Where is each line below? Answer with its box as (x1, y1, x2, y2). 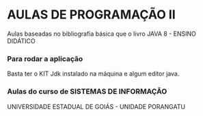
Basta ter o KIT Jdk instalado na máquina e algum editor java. (7, 69, 180, 78)
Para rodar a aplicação (7, 54, 83, 63)
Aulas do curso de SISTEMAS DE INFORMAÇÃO (7, 86, 167, 96)
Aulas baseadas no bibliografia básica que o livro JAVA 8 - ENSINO (7, 30, 197, 38)
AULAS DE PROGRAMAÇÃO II (7, 7, 176, 23)
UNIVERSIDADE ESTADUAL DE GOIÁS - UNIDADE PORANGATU (7, 102, 186, 111)
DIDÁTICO (7, 36, 36, 45)
